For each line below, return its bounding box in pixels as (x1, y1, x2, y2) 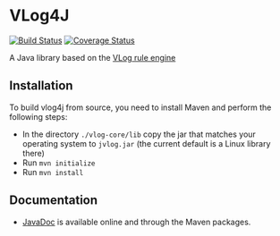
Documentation (9, 193, 98, 208)
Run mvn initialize (21, 157, 96, 168)
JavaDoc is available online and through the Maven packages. (21, 216, 251, 227)
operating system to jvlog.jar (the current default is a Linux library (21, 138, 271, 148)
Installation (9, 78, 73, 94)
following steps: (9, 111, 68, 122)
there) (21, 147, 45, 158)
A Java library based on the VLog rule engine (9, 52, 176, 63)
